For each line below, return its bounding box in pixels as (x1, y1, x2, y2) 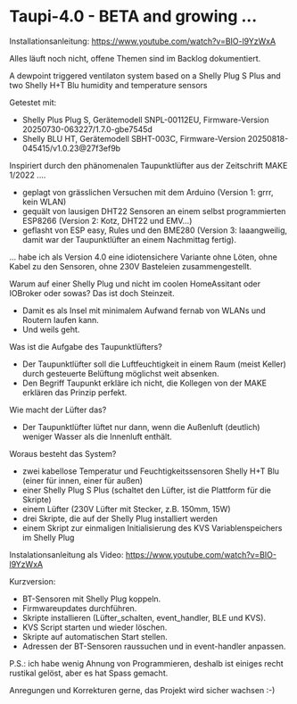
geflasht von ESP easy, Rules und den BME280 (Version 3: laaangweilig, (21, 225, 288, 236)
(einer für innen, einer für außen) (21, 475, 144, 485)
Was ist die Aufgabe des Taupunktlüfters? (9, 341, 162, 352)
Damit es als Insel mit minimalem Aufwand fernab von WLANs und (21, 305, 266, 316)
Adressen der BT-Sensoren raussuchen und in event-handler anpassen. (21, 641, 286, 651)
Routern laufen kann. (21, 314, 100, 325)
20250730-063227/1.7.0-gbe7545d (21, 123, 153, 135)
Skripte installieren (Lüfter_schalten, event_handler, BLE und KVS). (21, 612, 266, 623)
